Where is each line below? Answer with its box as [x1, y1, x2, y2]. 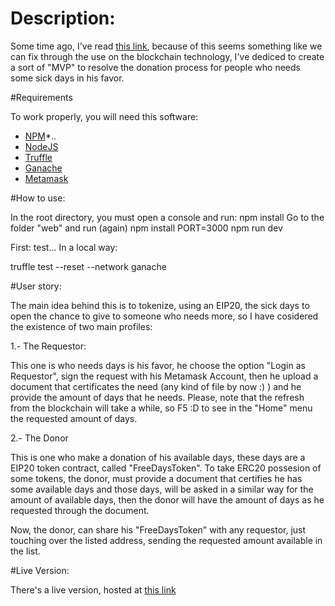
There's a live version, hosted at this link [10, 583, 177, 596]
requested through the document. [10, 504, 150, 516]
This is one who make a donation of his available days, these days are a [10, 451, 306, 463]
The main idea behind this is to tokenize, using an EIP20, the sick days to [10, 299, 310, 311]
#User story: [10, 280, 62, 292]
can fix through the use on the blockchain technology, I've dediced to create [10, 50, 325, 62]
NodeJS [24, 140, 59, 152]
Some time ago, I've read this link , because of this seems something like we [10, 40, 323, 52]
